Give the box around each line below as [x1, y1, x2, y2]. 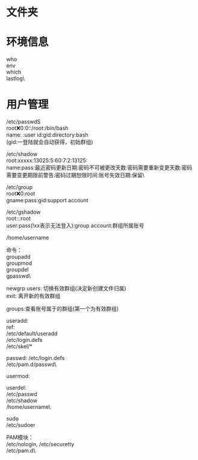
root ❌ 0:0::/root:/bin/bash [6, 125, 69, 132]
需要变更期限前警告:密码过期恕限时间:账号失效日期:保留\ [6, 172, 145, 179]
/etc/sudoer [6, 421, 36, 429]
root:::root [6, 215, 31, 222]
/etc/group [6, 184, 33, 191]
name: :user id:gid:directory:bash [6, 131, 88, 138]
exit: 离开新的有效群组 [6, 293, 61, 300]
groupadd [6, 253, 31, 261]
